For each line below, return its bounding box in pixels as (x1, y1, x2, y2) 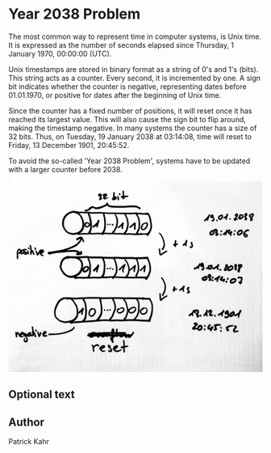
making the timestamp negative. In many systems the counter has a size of (8, 123, 257, 133)
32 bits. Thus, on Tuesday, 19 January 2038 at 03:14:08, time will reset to (8, 131, 252, 142)
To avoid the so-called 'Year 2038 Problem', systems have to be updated (8, 155, 251, 166)
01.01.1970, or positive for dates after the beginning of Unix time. (8, 90, 222, 99)
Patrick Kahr (8, 437, 50, 447)
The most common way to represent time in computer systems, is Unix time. (8, 32, 262, 41)
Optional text (8, 387, 75, 401)
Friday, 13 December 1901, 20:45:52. (8, 140, 130, 150)
